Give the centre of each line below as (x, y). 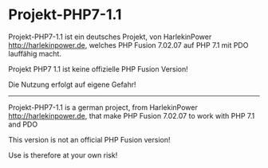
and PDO (23, 124)
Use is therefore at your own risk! (63, 155)
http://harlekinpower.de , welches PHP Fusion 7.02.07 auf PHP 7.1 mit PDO (128, 45)
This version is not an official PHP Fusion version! (89, 139)
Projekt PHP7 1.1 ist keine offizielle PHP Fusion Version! (99, 68)
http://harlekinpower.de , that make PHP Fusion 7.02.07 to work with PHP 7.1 (132, 115)
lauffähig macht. (35, 53)
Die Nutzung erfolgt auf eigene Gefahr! (73, 84)
